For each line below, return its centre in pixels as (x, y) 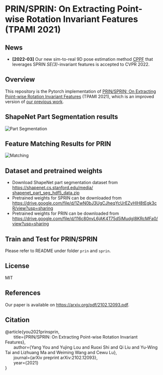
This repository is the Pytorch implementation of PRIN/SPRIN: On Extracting (81, 91)
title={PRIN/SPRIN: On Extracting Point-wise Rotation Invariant (76, 337)
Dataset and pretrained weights (54, 171)
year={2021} (26, 362)
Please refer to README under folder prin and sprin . (58, 251)
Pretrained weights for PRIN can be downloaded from (65, 213)
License (17, 266)
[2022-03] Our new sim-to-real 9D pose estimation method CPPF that (82, 59)
